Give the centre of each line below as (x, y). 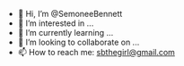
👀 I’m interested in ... (56, 23)
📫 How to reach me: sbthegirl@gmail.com (96, 52)
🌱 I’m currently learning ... (66, 33)
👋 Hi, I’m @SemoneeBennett (70, 14)
